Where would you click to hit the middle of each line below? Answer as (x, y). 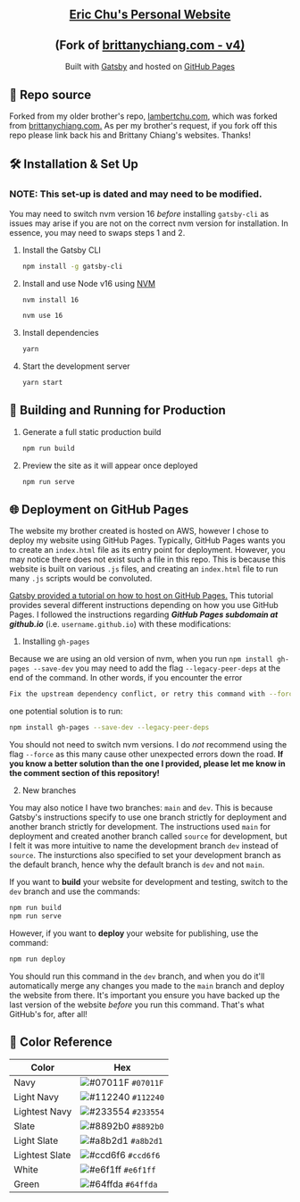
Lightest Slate (42, 1155)
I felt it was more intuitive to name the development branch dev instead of (144, 846)
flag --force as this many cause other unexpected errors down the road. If (146, 755)
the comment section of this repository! (85, 773)
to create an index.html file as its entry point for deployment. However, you (147, 550)
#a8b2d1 (147, 1141)
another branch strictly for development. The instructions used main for (140, 827)
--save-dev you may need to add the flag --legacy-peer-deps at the (157, 668)
